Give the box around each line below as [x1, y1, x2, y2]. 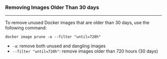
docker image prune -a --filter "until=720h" [5, 34, 101, 39]
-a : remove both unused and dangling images [12, 43, 106, 49]
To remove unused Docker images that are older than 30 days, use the [5, 20, 150, 26]
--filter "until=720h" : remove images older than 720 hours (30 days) [12, 48, 158, 54]
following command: [5, 25, 47, 31]
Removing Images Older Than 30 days [5, 4, 99, 11]
